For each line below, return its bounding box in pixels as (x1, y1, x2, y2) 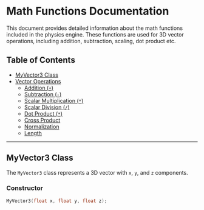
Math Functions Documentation (6, 4, 169, 18)
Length (24, 129, 42, 136)
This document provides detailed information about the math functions (6, 24, 183, 32)
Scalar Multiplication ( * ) (24, 97, 84, 104)
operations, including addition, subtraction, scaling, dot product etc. (6, 37, 176, 44)
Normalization (24, 123, 59, 130)
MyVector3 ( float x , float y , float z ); (6, 198, 107, 204)
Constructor (6, 184, 44, 192)
